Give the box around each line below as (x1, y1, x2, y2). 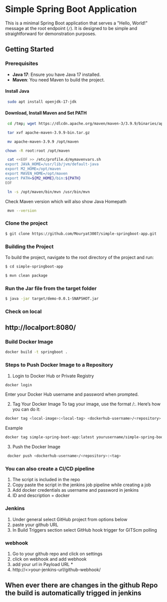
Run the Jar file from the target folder (5, 285, 97, 292)
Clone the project (5, 220, 48, 227)
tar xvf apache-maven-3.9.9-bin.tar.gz (7, 130, 90, 135)
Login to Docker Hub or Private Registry (12, 373, 94, 379)
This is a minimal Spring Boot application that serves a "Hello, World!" (5, 20, 148, 26)
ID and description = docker (12, 493, 70, 499)
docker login (5, 382, 32, 387)
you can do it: (12, 406, 41, 412)
